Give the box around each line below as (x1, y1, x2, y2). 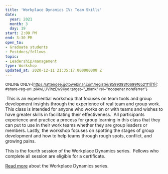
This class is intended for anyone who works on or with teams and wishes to (5, 106, 163, 112)
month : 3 (10, 21, 28, 27)
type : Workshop (5, 63, 37, 68)
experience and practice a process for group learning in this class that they (5, 117, 160, 123)
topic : (5, 54, 19, 59)
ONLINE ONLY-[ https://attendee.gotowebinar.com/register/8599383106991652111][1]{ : (5, 82, 158, 87)
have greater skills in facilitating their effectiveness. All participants (5, 111, 145, 117)
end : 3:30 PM (5, 36, 33, 41)
